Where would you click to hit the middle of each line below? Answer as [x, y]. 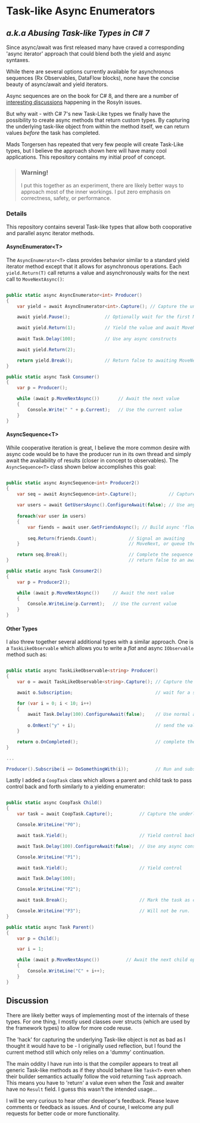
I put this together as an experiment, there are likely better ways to [102, 186]
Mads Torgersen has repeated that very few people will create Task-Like [95, 144]
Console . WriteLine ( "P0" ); [49, 825]
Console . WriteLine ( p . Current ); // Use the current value [102, 604]
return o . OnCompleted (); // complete [101, 742]
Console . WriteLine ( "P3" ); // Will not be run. [104, 911]
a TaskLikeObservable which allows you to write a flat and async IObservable [100, 648]
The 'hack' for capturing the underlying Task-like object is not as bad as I [96, 1039]
